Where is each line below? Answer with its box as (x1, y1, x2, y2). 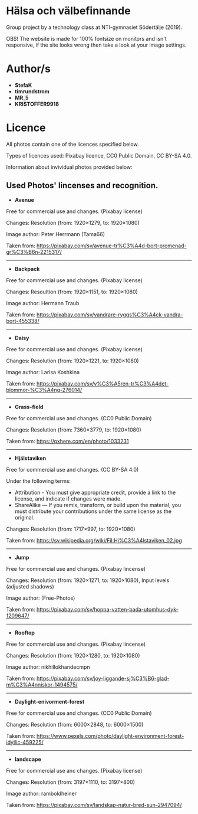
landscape (14, 756, 41, 763)
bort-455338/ (6, 317, 39, 324)
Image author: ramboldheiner (6, 790, 77, 797)
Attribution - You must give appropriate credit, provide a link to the (14, 489, 176, 496)
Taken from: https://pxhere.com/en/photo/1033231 (6, 437, 129, 444)
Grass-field (14, 403, 44, 410)
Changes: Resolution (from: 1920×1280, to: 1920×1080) (6, 652, 140, 659)
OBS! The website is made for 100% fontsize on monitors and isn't (6, 35, 167, 42)
